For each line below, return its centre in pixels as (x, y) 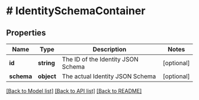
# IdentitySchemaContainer (76, 11)
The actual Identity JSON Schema (109, 76)
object (47, 76)
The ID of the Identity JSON (100, 59)
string (46, 63)
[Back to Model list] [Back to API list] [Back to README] (74, 91)
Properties (26, 33)
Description (110, 49)
